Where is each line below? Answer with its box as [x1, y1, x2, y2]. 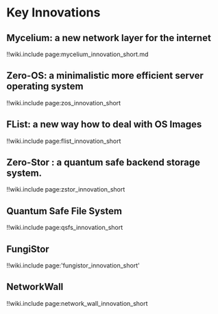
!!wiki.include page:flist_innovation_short [6, 137, 121, 145]
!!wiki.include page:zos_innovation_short [6, 99, 121, 107]
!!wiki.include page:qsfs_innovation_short [6, 224, 123, 232]
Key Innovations [6, 5, 101, 21]
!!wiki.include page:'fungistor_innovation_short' [6, 261, 140, 270]
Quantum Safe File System [6, 205, 123, 217]
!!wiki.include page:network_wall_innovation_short [6, 299, 148, 307]
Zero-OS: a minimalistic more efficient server [6, 70, 204, 81]
